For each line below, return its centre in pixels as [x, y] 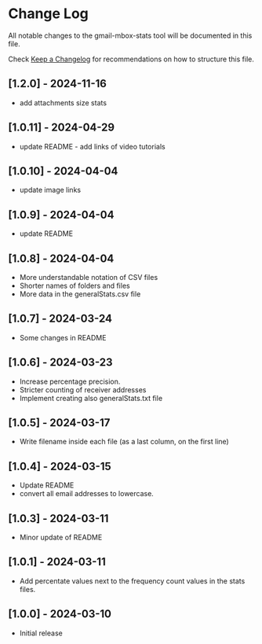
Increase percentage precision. [70, 381]
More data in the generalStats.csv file [80, 294]
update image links [50, 190]
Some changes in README [63, 337]
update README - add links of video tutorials [93, 146]
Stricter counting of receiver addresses [83, 389]
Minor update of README [61, 537]
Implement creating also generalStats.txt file [91, 398]
